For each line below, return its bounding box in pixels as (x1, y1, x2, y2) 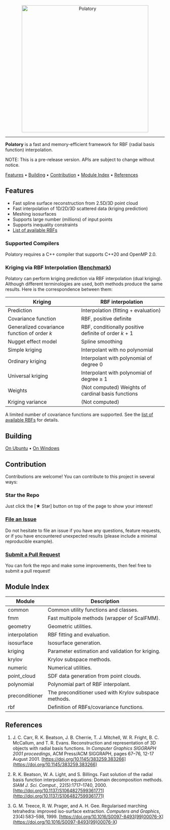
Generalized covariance (8, 323, 65, 331)
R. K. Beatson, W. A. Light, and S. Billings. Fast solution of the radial (12, 771, 153, 777)
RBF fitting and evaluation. (48, 631, 110, 638)
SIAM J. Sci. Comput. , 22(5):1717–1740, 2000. (12, 782, 107, 788)
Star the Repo (5, 491, 39, 498)
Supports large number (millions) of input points (12, 216, 113, 222)
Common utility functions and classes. (48, 606, 139, 613)
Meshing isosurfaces (12, 211, 57, 217)
